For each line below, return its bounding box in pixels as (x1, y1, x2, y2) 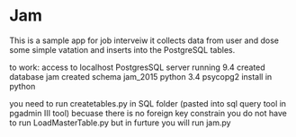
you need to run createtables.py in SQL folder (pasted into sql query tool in (9, 98, 286, 108)
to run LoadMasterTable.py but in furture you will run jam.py (9, 117, 231, 128)
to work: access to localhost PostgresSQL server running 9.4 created (9, 62, 265, 73)
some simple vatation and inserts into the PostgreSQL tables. (9, 44, 236, 55)
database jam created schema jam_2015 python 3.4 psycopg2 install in (9, 71, 273, 81)
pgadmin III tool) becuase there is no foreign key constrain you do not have (9, 107, 288, 118)
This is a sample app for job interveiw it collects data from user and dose (9, 35, 279, 46)
